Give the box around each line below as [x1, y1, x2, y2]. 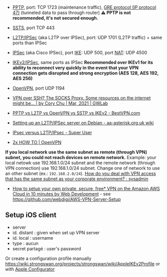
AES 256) [12, 76, 33, 81]
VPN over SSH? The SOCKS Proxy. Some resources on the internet [12, 95, 151, 101]
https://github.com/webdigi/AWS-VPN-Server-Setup [12, 196, 121, 202]
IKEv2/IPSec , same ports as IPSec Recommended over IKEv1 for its [12, 59, 153, 65]
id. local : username [12, 235, 54, 241]
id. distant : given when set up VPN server [12, 229, 100, 236]
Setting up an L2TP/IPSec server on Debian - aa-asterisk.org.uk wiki [12, 120, 154, 125]
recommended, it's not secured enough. [12, 15, 99, 21]
